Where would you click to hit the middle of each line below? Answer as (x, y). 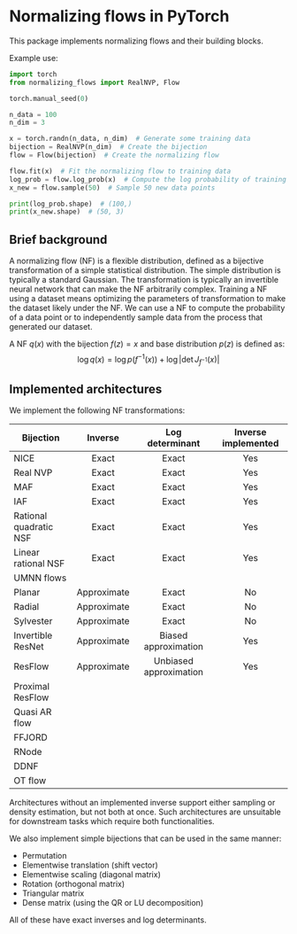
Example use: (34, 58)
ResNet (29, 647)
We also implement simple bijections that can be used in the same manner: (145, 838)
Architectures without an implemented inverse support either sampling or (142, 803)
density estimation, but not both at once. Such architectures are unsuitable (145, 812)
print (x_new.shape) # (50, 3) (67, 212)
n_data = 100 (33, 114)
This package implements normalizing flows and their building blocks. (136, 41)
